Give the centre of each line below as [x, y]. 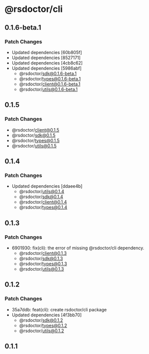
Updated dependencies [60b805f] [47, 52]
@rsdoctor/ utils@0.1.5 [34, 145]
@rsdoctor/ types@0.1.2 [43, 325]
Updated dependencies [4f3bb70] [47, 315]
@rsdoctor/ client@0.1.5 [36, 130]
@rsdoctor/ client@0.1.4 [43, 202]
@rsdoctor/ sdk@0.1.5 [33, 135]
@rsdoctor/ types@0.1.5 [36, 141]
